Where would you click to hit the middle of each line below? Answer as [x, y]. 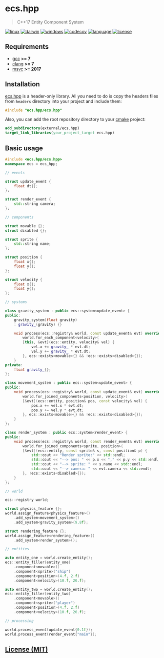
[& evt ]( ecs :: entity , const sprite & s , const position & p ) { [85, 451]
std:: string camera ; [35, 204]
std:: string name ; [32, 244]
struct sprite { [21, 239]
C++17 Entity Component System [50, 22]
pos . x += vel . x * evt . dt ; [57, 405]
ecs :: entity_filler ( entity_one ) [38, 562]
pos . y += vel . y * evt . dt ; [57, 410]
